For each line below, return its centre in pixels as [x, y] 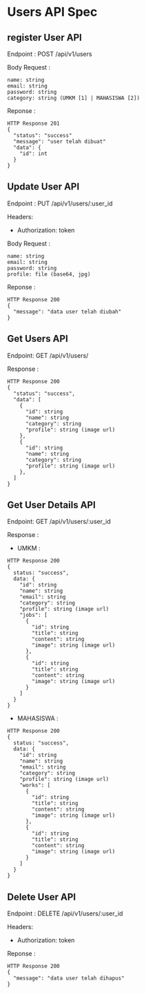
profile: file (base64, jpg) [49, 274]
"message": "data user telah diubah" [67, 312]
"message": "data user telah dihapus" [69, 978]
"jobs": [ [34, 615]
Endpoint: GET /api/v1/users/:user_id [59, 522]
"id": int [34, 154]
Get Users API [38, 339]
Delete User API [42, 897]
